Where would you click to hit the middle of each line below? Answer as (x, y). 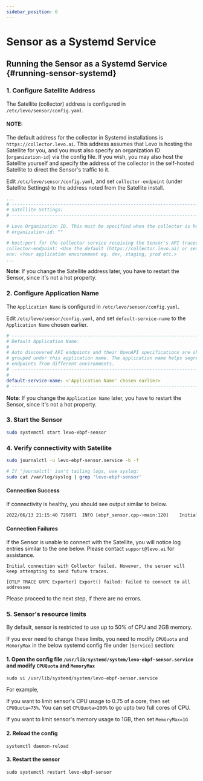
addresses (19, 587)
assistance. (21, 555)
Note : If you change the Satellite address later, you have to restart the (93, 271)
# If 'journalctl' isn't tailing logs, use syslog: (72, 471)
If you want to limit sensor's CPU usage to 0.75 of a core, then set (88, 701)
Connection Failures (32, 529)
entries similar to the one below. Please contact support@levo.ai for (90, 548)
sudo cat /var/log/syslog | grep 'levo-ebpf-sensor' (74, 477)
